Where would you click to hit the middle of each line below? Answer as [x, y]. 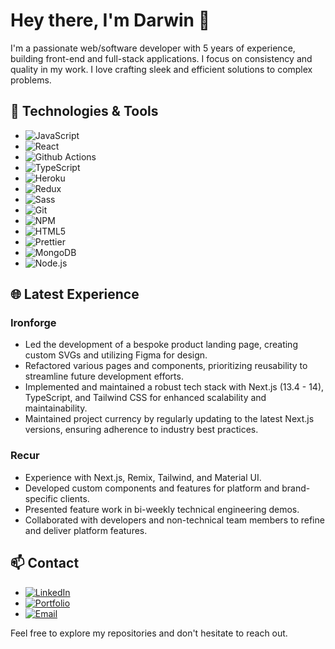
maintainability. [56, 408]
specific [41, 498]
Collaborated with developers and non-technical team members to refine [174, 520]
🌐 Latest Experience [75, 294]
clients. [74, 498]
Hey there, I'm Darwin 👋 [110, 20]
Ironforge [33, 323]
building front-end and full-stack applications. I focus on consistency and [161, 58]
